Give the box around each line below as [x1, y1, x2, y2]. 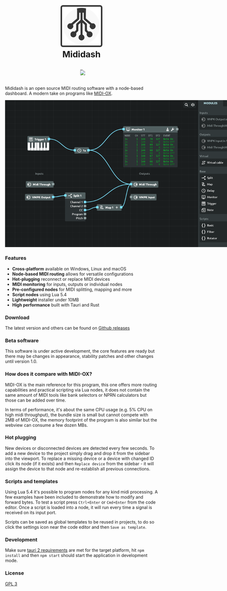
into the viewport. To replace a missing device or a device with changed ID [5, 456, 154, 461]
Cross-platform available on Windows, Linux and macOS [12, 266, 127, 271]
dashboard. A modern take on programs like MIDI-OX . [5, 90, 113, 96]
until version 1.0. [5, 358, 38, 364]
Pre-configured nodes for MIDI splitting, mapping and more [12, 287, 132, 292]
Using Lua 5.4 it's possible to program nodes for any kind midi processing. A [5, 489, 158, 495]
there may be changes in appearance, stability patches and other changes [5, 354, 154, 359]
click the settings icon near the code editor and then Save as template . [5, 524, 146, 530]
